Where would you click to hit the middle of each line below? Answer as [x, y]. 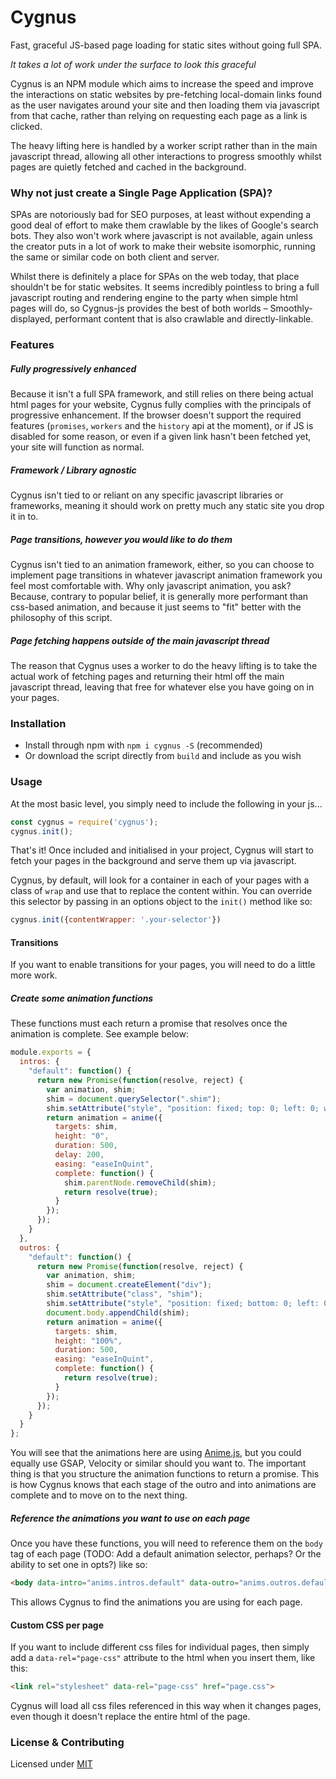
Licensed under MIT [51, 1764]
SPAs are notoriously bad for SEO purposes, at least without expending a [161, 215]
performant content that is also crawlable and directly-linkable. [184, 319]
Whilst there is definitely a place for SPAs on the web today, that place [155, 277]
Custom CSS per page [57, 1625]
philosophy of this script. [61, 618]
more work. [34, 975]
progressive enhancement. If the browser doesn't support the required [156, 415]
